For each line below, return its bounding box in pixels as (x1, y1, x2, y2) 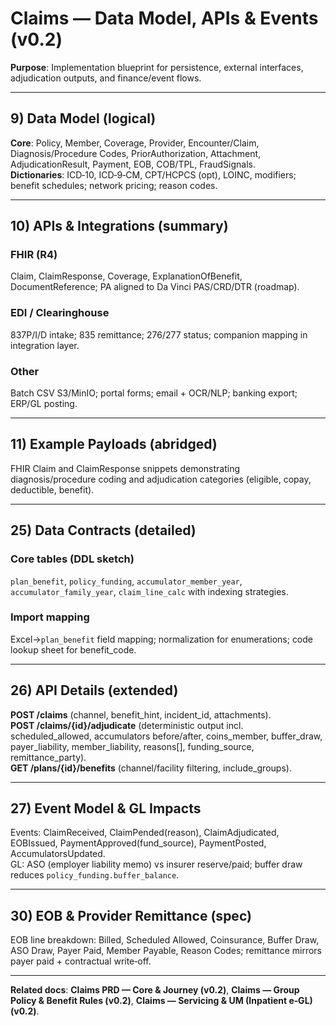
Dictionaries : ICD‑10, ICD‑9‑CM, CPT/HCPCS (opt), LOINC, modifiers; (10, 168, 297, 181)
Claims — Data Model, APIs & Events (10, 7, 319, 30)
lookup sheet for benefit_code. (10, 643, 137, 656)
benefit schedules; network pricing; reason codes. (10, 179, 218, 191)
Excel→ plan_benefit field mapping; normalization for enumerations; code (10, 633, 314, 645)
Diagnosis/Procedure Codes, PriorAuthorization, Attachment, (10, 147, 262, 159)
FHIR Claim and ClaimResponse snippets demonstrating (10, 462, 241, 474)
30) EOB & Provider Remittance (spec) (10, 907, 252, 924)
